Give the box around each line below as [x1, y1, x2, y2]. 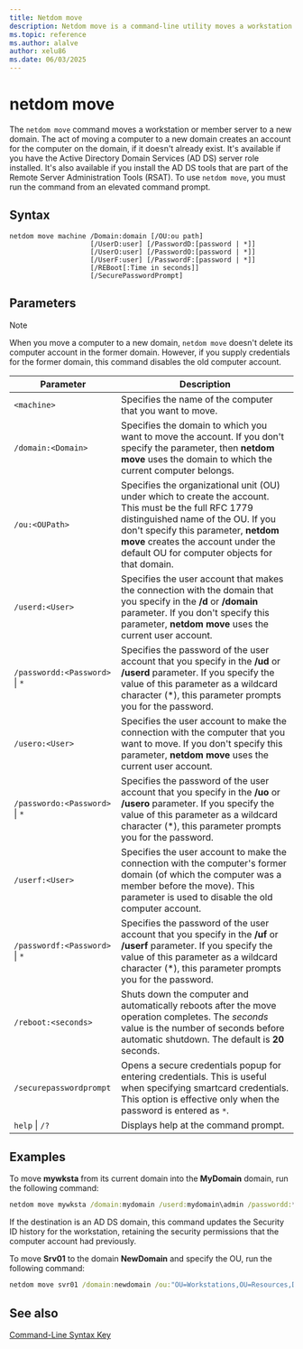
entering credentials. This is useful [121, 1070, 268, 1083]
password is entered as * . [121, 1103, 230, 1116]
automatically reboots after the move [121, 999, 277, 1011]
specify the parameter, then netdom [121, 442, 275, 454]
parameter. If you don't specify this [121, 606, 270, 619]
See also [9, 1306, 59, 1321]
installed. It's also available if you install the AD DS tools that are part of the [9, 162, 289, 172]
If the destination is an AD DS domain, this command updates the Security [9, 1216, 285, 1228]
